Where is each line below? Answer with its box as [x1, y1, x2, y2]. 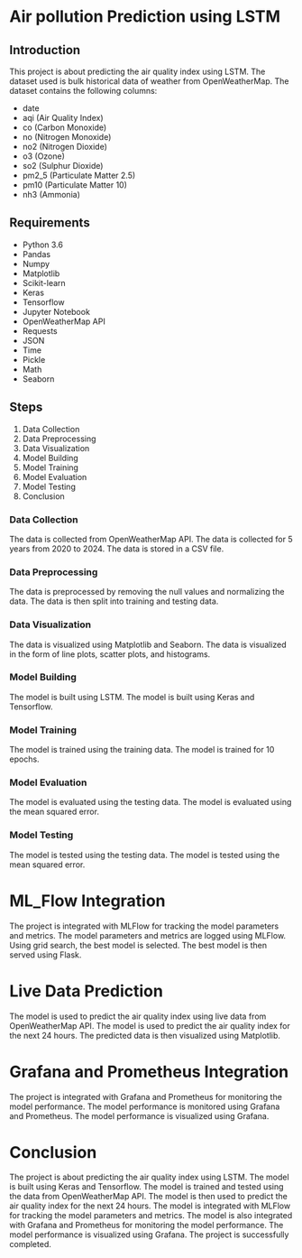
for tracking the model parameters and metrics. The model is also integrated [9, 1210, 293, 1221]
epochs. [9, 754, 40, 764]
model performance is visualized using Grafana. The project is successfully [9, 1229, 289, 1240]
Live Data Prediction [9, 981, 164, 1001]
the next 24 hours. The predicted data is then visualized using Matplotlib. [9, 1030, 281, 1041]
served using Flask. [9, 949, 82, 960]
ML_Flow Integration [9, 891, 166, 911]
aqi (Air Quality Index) [22, 113, 104, 123]
